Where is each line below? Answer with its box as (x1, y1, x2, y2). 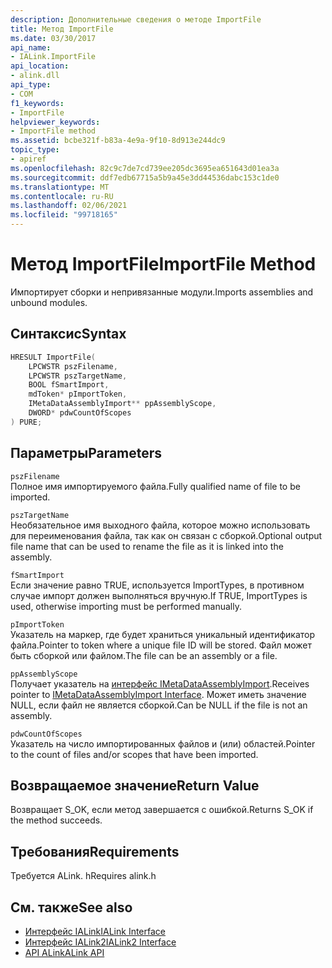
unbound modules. (10, 296, 88, 308)
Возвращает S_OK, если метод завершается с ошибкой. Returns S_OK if (10, 804, 314, 816)
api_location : (10, 61, 70, 71)
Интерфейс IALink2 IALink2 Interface (24, 936, 177, 948)
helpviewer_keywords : (10, 117, 101, 127)
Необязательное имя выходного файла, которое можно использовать (10, 519, 311, 531)
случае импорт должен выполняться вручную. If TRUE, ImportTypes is (10, 589, 308, 601)
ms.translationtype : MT (10, 182, 110, 192)
